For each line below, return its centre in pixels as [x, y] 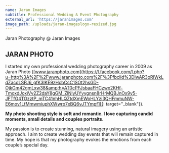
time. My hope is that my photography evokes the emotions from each [78, 140]
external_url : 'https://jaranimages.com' [50, 19]
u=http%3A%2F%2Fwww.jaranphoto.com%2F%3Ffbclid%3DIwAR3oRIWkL [85, 77]
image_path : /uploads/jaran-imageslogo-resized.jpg [61, 24]
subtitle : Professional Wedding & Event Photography [62, 15]
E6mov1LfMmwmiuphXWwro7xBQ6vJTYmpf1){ [54, 104]
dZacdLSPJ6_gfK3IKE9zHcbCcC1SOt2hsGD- [52, 83]
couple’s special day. [27, 145]
